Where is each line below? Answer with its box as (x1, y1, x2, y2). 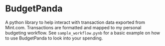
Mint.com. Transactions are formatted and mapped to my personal (5, 24, 142, 30)
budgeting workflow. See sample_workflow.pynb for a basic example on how (5, 30, 161, 36)
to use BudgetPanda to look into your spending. (5, 35, 103, 41)
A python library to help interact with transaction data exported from (5, 19, 146, 25)
